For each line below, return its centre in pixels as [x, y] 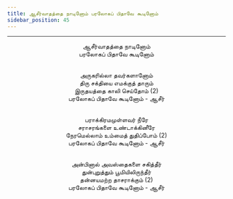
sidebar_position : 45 [38, 20]
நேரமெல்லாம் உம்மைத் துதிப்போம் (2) [116, 135]
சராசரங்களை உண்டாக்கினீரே [116, 127]
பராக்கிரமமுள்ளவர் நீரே [116, 120]
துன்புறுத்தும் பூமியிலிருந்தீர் [116, 172]
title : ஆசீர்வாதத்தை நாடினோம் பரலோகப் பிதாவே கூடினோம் [83, 13]
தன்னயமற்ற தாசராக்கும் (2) [116, 180]
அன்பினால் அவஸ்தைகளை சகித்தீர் [116, 164]
